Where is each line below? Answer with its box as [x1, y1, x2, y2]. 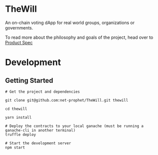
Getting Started [5, 76, 53, 84]
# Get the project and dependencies [5, 89, 80, 94]
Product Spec [5, 39, 33, 45]
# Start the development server [5, 141, 71, 146]
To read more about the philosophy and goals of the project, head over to [5, 34, 154, 40]
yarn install [5, 115, 32, 120]
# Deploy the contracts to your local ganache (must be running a [5, 124, 144, 129]
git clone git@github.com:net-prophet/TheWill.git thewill [5, 98, 129, 103]
